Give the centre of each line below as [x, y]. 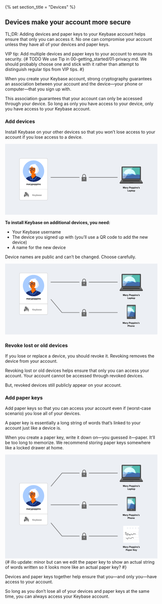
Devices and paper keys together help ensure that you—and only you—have [81, 576]
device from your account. [31, 361]
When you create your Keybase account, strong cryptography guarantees [79, 79]
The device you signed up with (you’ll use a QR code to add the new [80, 237]
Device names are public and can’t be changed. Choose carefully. [71, 257]
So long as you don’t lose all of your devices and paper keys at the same [77, 591]
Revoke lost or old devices [37, 345]
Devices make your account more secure [68, 22]
